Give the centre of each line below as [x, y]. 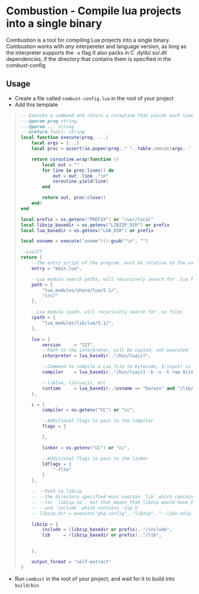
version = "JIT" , [69, 345]
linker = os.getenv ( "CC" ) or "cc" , [86, 448]
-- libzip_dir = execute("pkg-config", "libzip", [94, 513]
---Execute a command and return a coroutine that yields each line [107, 115]
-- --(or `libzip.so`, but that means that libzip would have [110, 502]
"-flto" [62, 470]
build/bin [27, 585]
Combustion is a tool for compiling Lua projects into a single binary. [88, 40]
